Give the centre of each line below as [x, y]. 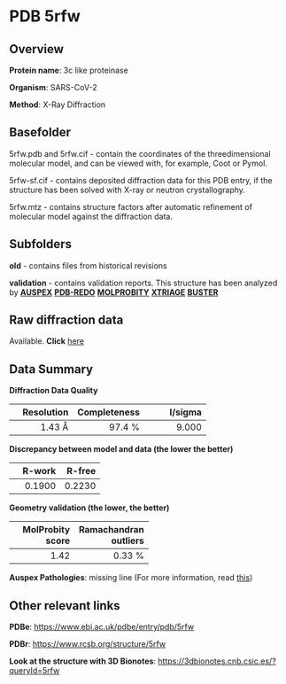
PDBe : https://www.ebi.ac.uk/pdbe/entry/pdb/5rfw [102, 627]
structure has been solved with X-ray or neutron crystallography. [128, 190]
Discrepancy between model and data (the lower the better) [121, 449]
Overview [37, 49]
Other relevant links [65, 606]
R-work [39, 471]
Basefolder [40, 132]
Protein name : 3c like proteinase [69, 70]
